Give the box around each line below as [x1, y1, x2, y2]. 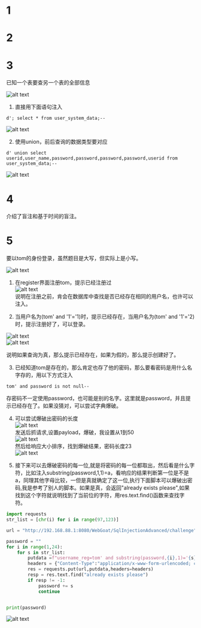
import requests [6, 511, 47, 517]
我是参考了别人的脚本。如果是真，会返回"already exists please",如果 [22, 484, 190, 491]
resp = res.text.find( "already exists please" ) [28, 572, 148, 578]
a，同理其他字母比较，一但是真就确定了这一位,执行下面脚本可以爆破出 [14, 477, 187, 484]
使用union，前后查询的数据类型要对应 [14, 138, 108, 146]
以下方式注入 [41, 372, 73, 379]
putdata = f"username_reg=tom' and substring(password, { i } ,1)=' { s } [28, 555, 197, 561]
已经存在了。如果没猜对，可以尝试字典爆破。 [11, 402, 121, 409]
